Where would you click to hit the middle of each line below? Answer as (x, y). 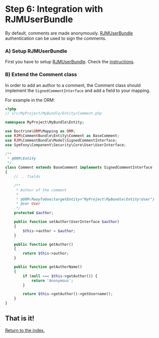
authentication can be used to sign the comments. (56, 38)
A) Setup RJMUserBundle (36, 51)
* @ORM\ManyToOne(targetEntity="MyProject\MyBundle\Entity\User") (85, 199)
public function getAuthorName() (48, 267)
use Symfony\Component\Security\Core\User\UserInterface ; (66, 145)
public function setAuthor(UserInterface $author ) (67, 222)
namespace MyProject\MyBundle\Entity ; (45, 122)
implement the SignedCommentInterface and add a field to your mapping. (78, 90)
